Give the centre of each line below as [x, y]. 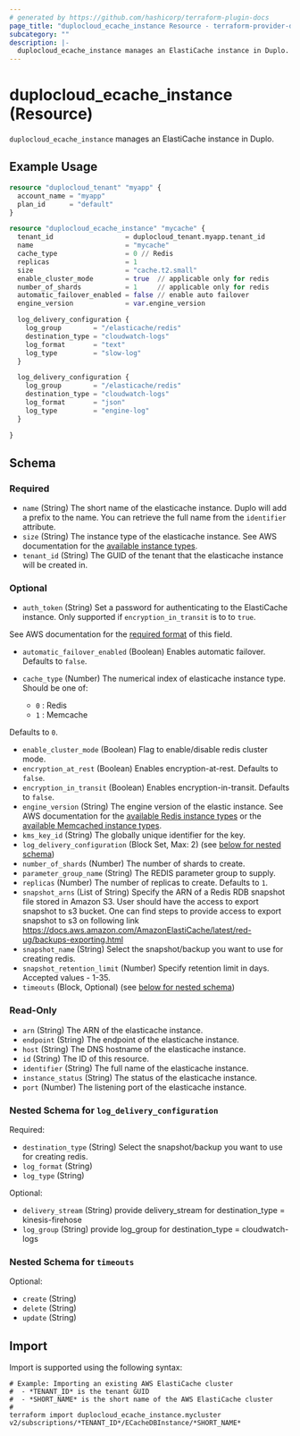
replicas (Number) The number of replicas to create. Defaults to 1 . [145, 883]
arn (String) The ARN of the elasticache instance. [112, 1030]
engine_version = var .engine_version [111, 304]
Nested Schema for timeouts [72, 1262]
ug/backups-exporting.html [72, 939]
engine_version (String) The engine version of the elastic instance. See [153, 807]
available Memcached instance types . [92, 826]
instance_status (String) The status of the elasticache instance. [139, 1077]
